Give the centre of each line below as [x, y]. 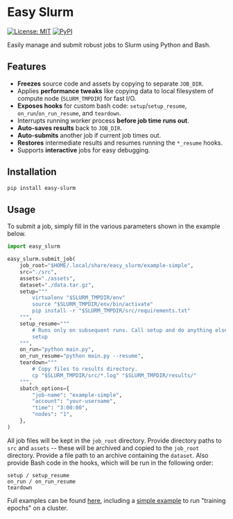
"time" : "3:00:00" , [60, 408]
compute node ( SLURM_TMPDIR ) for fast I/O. [77, 98]
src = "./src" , [38, 272]
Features [27, 67]
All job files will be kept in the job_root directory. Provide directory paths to [114, 440]
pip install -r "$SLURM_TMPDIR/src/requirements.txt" [111, 311]
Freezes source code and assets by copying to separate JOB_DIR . [110, 83]
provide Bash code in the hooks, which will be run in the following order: [110, 463]
